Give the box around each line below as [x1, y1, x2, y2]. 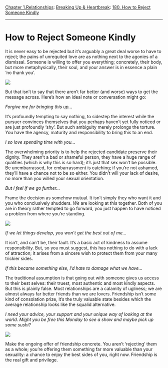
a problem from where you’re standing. [5, 210, 85, 217]
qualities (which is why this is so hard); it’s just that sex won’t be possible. [5, 159, 156, 165]
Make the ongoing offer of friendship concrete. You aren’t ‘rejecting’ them [5, 340, 157, 347]
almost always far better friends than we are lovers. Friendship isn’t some [5, 290, 156, 297]
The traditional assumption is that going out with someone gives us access [5, 275, 159, 281]
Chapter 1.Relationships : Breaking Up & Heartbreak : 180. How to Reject [5, 5, 151, 10]
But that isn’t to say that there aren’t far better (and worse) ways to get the [5, 89, 158, 95]
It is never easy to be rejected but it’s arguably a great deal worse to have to [5, 48, 161, 54]
